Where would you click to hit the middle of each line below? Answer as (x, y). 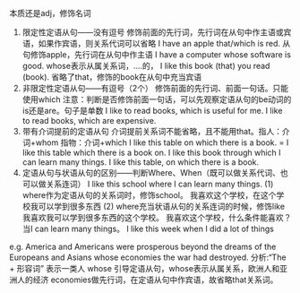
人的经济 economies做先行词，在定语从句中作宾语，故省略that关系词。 (147, 280)
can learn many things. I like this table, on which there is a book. (141, 162)
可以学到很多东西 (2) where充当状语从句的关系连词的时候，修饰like (161, 206)
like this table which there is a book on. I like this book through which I (151, 152)
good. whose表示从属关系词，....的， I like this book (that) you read (146, 66)
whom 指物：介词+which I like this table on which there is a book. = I (162, 142)
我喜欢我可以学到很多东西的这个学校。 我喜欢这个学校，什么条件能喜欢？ (157, 217)
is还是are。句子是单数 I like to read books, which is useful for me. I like (152, 111)
